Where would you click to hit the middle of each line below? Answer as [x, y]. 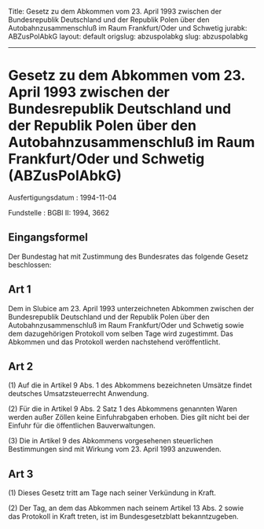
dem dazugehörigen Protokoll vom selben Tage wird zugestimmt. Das [121, 333]
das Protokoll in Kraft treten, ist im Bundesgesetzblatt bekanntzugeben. [123, 516]
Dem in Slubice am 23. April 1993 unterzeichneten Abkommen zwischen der [131, 308]
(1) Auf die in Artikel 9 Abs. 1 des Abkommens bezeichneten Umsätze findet [130, 385]
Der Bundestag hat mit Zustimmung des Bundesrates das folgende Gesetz [128, 256]
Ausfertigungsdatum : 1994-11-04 [62, 197]
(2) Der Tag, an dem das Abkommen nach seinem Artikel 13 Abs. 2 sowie [126, 508]
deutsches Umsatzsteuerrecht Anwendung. [79, 394]
